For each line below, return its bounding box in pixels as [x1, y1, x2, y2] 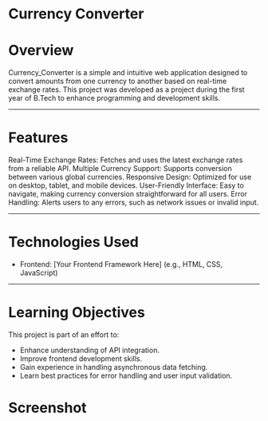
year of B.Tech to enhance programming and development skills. [8, 93, 221, 103]
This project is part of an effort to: [8, 329, 120, 340]
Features [8, 129, 69, 147]
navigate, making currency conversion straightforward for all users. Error [8, 189, 247, 199]
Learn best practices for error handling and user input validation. [19, 371, 233, 380]
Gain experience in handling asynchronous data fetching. [19, 362, 208, 371]
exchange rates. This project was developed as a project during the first [8, 85, 245, 94]
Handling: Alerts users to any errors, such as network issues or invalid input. [8, 197, 259, 208]
